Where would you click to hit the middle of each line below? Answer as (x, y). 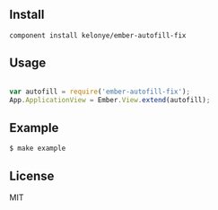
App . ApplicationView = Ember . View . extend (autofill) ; (110, 100)
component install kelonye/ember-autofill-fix (98, 35)
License (32, 175)
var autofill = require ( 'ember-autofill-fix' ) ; (100, 92)
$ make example (38, 149)
